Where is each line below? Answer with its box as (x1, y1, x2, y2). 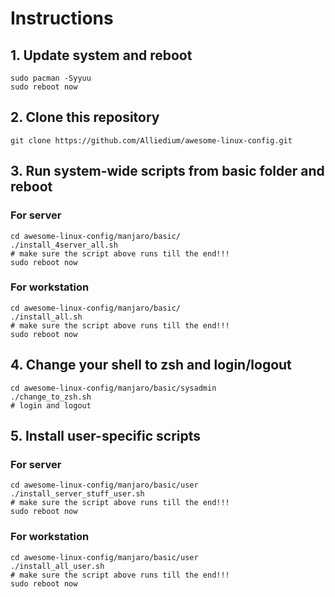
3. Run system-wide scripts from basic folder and (10, 163, 325, 180)
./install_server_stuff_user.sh (10, 489, 145, 499)
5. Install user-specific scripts (10, 428, 202, 444)
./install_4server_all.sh (10, 240, 118, 250)
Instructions (10, 7, 114, 30)
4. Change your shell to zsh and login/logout (10, 357, 292, 374)
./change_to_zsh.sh (10, 392, 92, 402)
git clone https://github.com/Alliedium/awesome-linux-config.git (10, 135, 293, 146)
